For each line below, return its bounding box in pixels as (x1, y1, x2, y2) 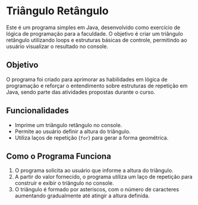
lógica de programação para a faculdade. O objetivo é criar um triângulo (6, 30, 183, 37)
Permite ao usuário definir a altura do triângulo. (14, 128, 131, 135)
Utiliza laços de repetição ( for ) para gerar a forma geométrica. (14, 134, 169, 141)
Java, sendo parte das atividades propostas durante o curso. (6, 88, 156, 96)
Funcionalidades (6, 106, 70, 116)
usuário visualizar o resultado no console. (6, 43, 109, 50)
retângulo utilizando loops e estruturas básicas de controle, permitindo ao (6, 36, 187, 43)
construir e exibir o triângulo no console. (14, 179, 114, 187)
